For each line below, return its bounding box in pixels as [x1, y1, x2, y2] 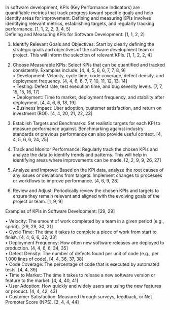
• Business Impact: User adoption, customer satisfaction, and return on [12, 105, 162, 111]
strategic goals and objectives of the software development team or [12, 47, 155, 52]
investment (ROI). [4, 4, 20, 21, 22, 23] [12, 110, 93, 116]
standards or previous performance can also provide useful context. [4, [12, 131, 162, 137]
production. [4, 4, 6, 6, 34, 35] [5, 245, 69, 251]
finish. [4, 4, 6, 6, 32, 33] [5, 234, 57, 240]
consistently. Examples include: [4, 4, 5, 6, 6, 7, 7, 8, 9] [12, 67, 126, 73]
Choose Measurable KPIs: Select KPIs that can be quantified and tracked [12, 62, 165, 68]
